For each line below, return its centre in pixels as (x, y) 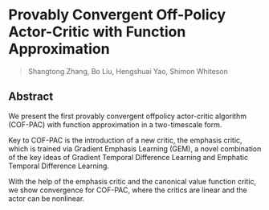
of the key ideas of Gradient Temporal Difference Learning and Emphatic (128, 157)
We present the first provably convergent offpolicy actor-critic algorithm (128, 116)
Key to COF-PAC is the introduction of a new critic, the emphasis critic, (125, 140)
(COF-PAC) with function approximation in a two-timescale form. (115, 124)
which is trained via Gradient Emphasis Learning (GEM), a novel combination (135, 148)
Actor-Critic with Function (97, 32)
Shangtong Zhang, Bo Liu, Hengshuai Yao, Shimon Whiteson (128, 71)
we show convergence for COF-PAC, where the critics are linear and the (128, 190)
